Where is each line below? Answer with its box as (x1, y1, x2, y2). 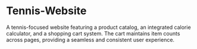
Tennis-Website (6, 4, 87, 18)
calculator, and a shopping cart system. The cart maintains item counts (6, 30, 180, 37)
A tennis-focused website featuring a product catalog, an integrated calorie (6, 24, 192, 31)
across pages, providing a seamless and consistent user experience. (6, 36, 174, 43)
